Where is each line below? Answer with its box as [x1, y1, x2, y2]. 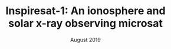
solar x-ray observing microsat [8, 17, 163, 30]
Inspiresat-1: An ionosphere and [5, 4, 166, 18]
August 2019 [70, 36, 101, 43]
